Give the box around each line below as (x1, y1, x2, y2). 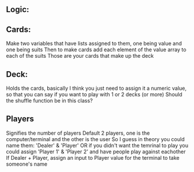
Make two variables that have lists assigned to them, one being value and (6, 40, 182, 47)
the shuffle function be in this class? (6, 97, 93, 104)
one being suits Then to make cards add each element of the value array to (6, 46, 186, 53)
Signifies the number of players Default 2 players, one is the (6, 129, 150, 136)
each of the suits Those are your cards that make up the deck (6, 52, 154, 59)
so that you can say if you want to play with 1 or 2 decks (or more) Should (6, 91, 182, 98)
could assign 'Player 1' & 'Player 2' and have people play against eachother (6, 148, 186, 155)
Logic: (6, 5, 30, 15)
